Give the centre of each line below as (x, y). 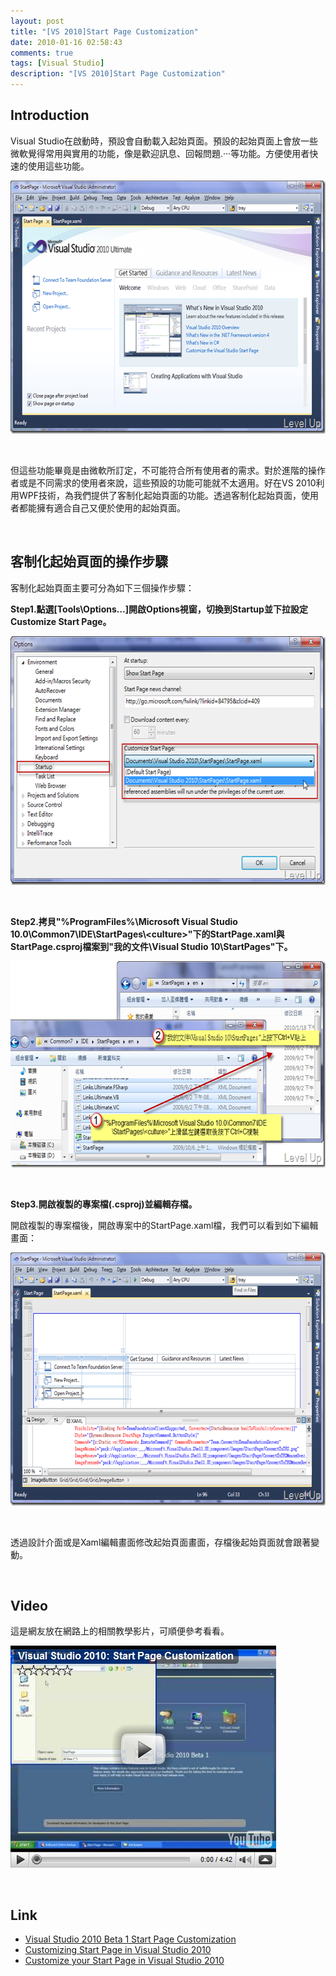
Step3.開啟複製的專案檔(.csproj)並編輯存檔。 (104, 1204)
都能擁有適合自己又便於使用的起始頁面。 (102, 507)
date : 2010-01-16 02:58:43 (66, 42)
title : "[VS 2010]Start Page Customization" (104, 31)
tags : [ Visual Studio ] (57, 63)
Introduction (50, 115)
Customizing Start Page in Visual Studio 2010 (118, 1950)
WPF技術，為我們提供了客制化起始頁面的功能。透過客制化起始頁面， (160, 495)
